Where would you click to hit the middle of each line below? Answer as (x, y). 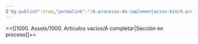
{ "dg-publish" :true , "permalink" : (47, 11)
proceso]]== (21, 34)
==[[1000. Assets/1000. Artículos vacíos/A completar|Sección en (85, 28)
